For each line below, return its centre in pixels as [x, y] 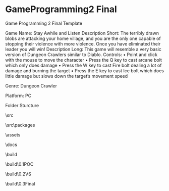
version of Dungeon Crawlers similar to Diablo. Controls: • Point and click [81, 55]
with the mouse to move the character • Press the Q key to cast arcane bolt [84, 60]
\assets [13, 134]
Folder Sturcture [22, 105]
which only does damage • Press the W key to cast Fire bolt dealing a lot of [83, 65]
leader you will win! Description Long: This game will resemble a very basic [83, 49]
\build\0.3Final [20, 183]
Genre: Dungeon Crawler [31, 86]
